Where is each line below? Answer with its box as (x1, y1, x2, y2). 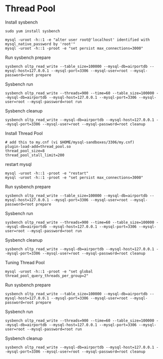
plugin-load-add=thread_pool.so (5, 144, 71, 149)
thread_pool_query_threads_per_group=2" (5, 273, 89, 278)
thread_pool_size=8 (5, 148, 45, 153)
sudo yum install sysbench (5, 28, 60, 33)
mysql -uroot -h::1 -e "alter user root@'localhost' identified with (5, 37, 150, 42)
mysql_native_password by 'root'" (5, 41, 76, 47)
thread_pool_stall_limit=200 (5, 153, 65, 158)
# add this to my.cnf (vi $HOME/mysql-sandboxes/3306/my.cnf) (5, 139, 135, 145)
